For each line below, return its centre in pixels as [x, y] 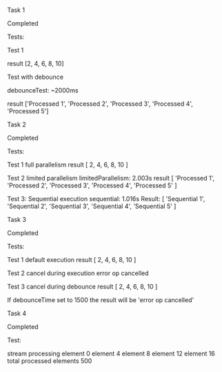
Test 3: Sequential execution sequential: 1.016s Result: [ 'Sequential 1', [106, 199]
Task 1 [16, 10]
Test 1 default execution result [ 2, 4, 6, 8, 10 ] [72, 260]
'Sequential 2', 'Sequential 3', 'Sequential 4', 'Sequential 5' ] [92, 206]
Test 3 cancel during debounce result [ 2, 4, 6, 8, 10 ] [82, 287]
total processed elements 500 [50, 361]
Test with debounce [36, 77]
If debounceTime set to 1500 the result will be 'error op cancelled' [101, 300]
